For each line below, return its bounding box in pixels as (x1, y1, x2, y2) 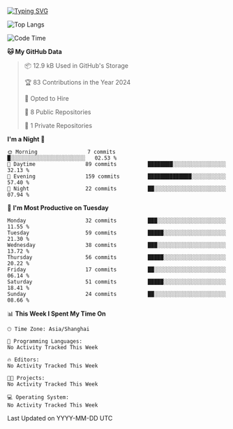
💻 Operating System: (7, 394, 70, 401)
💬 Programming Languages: (7, 338, 82, 345)
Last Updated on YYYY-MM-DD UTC (7, 414, 113, 422)
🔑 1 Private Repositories (24, 122, 93, 129)
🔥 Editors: (7, 356, 40, 363)
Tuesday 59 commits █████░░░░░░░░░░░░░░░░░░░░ (7, 230, 227, 237)
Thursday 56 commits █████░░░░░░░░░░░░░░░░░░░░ (7, 254, 227, 261)
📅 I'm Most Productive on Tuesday (7, 204, 110, 212)
